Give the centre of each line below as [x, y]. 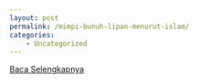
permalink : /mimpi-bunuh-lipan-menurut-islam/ [99, 26]
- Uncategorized [57, 43]
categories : [32, 35]
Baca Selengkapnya [47, 69]
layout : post [34, 18]
